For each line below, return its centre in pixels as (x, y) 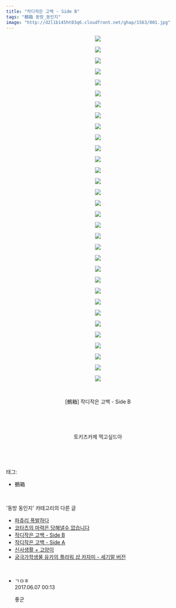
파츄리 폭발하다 (32, 520)
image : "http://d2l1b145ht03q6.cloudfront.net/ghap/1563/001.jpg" (88, 22)
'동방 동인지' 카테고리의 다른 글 (41, 508)
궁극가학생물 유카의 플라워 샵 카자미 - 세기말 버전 (70, 557)
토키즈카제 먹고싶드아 (98, 437)
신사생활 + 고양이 (34, 550)
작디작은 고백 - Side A (40, 543)
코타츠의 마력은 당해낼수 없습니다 (52, 528)
